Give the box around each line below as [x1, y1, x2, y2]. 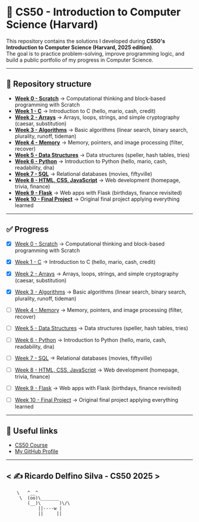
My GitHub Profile [14, 448, 59, 455]
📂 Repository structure [6, 79, 92, 89]
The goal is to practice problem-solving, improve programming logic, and [6, 50, 185, 57]
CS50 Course [14, 442, 48, 449]
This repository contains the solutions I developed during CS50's [6, 37, 166, 44]
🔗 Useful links [6, 426, 58, 436]
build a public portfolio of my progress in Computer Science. [6, 56, 154, 63]
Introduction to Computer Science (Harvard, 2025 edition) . [6, 44, 154, 51]
